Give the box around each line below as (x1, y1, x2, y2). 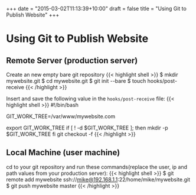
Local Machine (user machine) (6, 148, 120, 158)
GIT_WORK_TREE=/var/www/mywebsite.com (6, 113, 116, 120)
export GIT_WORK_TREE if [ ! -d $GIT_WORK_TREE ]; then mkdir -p (6, 124, 168, 131)
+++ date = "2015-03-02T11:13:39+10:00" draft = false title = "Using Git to (6, 5, 187, 12)
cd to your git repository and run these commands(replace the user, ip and (6, 163, 188, 170)
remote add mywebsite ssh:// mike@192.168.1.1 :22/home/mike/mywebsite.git (6, 175, 191, 183)
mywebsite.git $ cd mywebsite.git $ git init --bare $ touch (6, 77, 146, 84)
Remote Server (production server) (6, 56, 138, 66)
